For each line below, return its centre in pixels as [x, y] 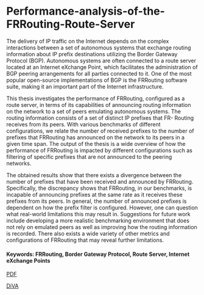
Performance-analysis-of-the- [86, 11]
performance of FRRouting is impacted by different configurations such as [100, 150]
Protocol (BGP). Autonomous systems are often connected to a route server [101, 60]
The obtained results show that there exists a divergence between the [94, 175]
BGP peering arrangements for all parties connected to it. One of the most [99, 73]
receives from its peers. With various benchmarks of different [83, 124]
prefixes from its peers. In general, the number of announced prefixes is [97, 201]
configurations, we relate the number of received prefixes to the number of [100, 131]
